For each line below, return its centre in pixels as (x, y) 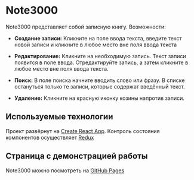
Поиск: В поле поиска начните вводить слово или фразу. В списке (99, 80)
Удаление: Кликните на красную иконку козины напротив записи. (99, 98)
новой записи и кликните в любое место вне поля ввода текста (96, 45)
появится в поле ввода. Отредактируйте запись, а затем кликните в (101, 62)
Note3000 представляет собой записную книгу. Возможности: (86, 27)
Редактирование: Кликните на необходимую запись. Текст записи (100, 56)
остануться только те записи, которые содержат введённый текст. (100, 86)
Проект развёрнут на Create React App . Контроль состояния (83, 131)
